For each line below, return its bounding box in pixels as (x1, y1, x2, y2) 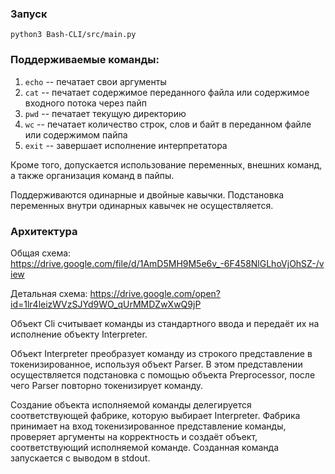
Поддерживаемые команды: (10, 53, 160, 67)
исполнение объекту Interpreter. (10, 328, 148, 340)
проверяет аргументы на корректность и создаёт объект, (10, 430, 258, 442)
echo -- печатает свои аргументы (24, 75, 167, 87)
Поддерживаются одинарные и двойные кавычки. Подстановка (10, 188, 285, 201)
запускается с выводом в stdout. (10, 452, 151, 464)
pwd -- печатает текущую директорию (24, 107, 187, 119)
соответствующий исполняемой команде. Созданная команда (10, 441, 279, 453)
